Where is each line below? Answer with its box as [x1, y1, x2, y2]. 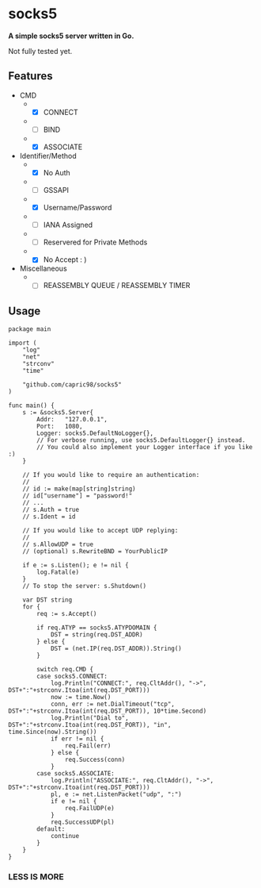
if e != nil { [50, 798, 97, 805]
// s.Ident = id [22, 513, 77, 521]
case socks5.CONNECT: [36, 672, 108, 681]
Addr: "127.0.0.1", [36, 416, 108, 424]
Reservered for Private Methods [43, 237, 148, 247]
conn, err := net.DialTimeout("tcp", [50, 700, 176, 709]
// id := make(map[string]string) [22, 485, 136, 493]
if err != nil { [50, 735, 104, 743]
